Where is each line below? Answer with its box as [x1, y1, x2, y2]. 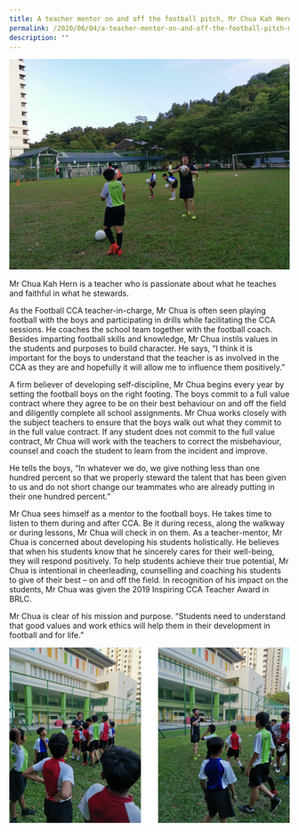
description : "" [9, 33, 69, 42]
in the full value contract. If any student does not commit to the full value [9, 427, 276, 437]
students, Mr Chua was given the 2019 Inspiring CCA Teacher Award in [9, 584, 270, 595]
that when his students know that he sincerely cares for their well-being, [9, 546, 275, 557]
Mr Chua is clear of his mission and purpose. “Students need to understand [9, 611, 287, 622]
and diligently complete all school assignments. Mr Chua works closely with [9, 408, 287, 419]
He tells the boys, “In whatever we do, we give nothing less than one [9, 463, 261, 474]
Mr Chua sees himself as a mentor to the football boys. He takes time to [9, 509, 272, 519]
